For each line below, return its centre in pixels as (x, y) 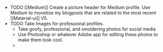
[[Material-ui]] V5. (29, 18)
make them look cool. (40, 40)
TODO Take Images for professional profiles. (57, 23)
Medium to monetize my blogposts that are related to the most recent (83, 13)
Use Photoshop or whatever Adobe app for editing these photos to (88, 34)
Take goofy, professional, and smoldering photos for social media (87, 29)
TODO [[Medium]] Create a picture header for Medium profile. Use (80, 7)
